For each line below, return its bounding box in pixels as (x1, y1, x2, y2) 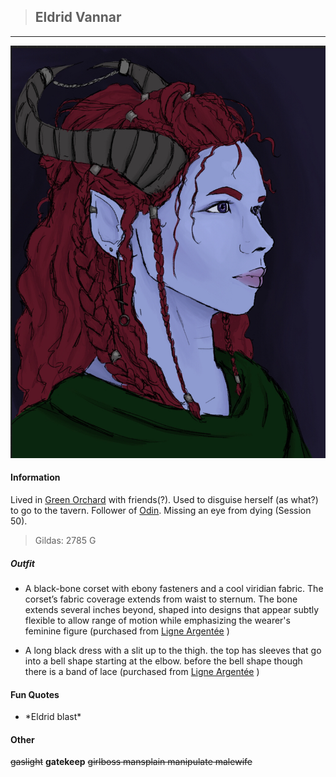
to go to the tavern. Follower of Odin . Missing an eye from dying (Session (10, 504, 312, 516)
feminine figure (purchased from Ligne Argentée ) (24, 625, 230, 637)
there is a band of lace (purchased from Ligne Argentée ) (24, 665, 260, 677)
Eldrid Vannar (34, 9, 122, 26)
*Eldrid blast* (24, 711, 82, 723)
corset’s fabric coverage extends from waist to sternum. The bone (24, 593, 298, 605)
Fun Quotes (10, 688, 60, 700)
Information (10, 471, 61, 484)
